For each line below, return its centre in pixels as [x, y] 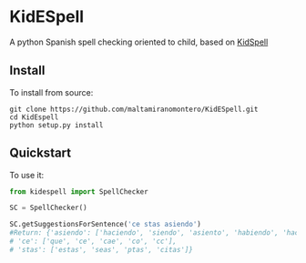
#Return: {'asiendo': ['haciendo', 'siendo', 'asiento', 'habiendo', [144, 233]
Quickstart [41, 153]
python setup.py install [56, 125]
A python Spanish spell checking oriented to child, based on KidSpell [139, 42]
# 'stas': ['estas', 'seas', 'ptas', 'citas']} [102, 249]
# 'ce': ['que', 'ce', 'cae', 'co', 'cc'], [93, 242]
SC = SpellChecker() [49, 208]
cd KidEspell [34, 117]
